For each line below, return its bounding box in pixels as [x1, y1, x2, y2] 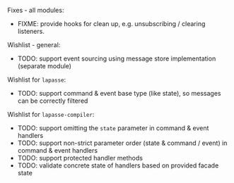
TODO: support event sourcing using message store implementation [17, 54, 216, 63]
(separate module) [17, 62, 72, 70]
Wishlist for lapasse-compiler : [7, 111, 95, 118]
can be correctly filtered [17, 96, 88, 105]
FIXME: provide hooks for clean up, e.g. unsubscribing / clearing [17, 20, 206, 27]
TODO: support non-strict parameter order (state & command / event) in [17, 139, 228, 147]
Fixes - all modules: [7, 6, 64, 14]
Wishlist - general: [7, 41, 61, 49]
